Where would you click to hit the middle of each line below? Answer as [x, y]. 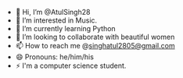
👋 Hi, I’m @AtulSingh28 [53, 12]
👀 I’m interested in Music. [56, 20]
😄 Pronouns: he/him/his [54, 57]
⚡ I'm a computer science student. [71, 66]
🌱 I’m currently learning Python [65, 28]
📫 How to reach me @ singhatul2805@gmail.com [95, 46]
